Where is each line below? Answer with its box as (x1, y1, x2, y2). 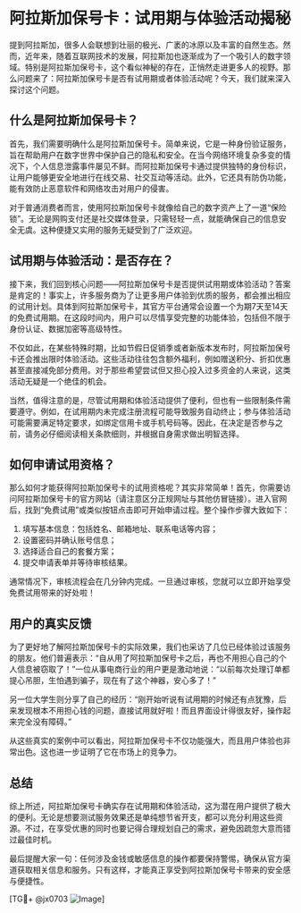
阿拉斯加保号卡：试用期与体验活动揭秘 (9, 8, 292, 29)
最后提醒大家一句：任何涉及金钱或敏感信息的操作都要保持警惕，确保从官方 (9, 853, 283, 864)
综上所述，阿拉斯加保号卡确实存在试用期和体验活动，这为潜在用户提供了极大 (9, 801, 291, 811)
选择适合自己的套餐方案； (21, 546, 117, 557)
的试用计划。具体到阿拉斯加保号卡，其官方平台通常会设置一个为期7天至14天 (9, 300, 288, 311)
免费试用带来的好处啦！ (9, 588, 96, 598)
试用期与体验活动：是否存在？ (9, 253, 174, 268)
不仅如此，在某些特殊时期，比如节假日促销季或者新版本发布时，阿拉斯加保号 (9, 342, 291, 353)
